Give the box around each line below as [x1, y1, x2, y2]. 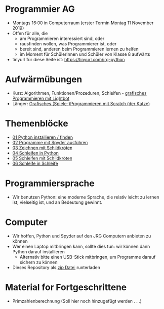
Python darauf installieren [12, 248, 65, 255]
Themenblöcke [5, 118, 68, 129]
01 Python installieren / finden [12, 134, 73, 140]
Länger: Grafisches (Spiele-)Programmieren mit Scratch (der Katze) [12, 100, 150, 107]
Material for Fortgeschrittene [5, 281, 127, 293]
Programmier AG [5, 3, 75, 15]
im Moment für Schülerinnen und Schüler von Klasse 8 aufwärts [19, 51, 150, 57]
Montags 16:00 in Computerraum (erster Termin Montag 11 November [12, 20, 154, 26]
